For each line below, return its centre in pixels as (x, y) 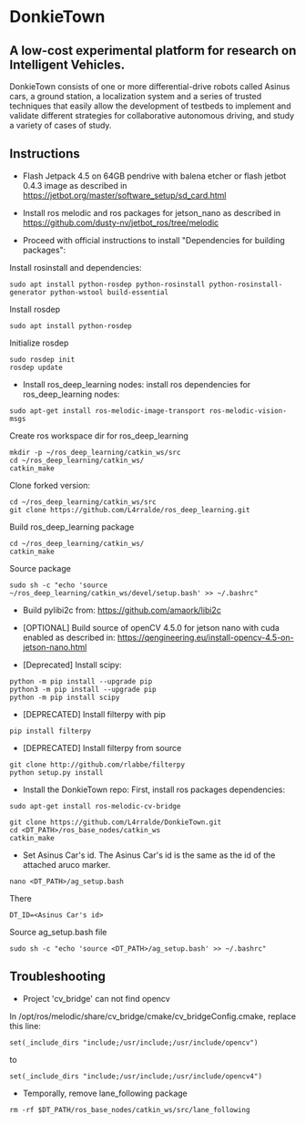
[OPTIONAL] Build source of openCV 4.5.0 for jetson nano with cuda (151, 627)
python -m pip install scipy (65, 697)
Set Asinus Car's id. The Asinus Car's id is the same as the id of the (149, 855)
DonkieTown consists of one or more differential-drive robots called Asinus (150, 87)
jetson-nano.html (55, 647)
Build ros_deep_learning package (72, 527)
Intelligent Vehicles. (67, 64)
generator (28, 292)
